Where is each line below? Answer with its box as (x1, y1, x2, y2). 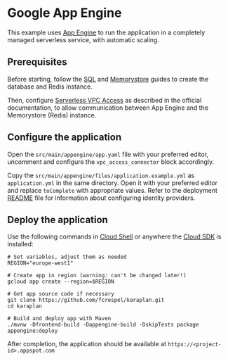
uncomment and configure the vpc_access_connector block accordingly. (7, 157, 215, 166)
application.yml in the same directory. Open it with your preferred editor (7, 178, 218, 187)
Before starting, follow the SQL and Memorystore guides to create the (7, 75, 209, 83)
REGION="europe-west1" (7, 260, 74, 267)
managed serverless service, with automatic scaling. (7, 35, 160, 44)
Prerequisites (7, 56, 67, 68)
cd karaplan (7, 303, 42, 310)
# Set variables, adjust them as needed (7, 253, 128, 261)
